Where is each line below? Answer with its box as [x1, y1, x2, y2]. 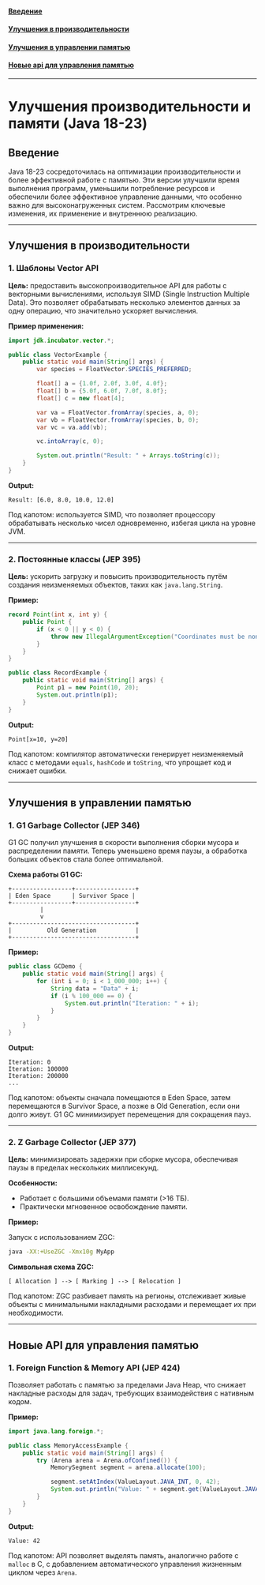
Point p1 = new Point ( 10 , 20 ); [36, 684, 140, 692]
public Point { [22, 618, 73, 626]
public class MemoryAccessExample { [8, 1441, 129, 1449]
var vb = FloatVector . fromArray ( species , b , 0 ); [36, 415, 200, 424]
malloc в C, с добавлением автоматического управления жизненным [8, 1559, 242, 1568]
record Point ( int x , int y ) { [8, 610, 108, 619]
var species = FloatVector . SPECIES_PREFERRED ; [36, 366, 192, 374]
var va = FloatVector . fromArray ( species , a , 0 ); [36, 408, 200, 416]
